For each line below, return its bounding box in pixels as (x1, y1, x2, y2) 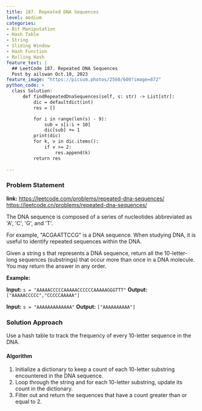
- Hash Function (6, 49, 47, 55)
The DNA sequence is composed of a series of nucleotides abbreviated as (6, 213, 192, 220)
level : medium (6, 15, 42, 21)
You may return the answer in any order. (6, 262, 107, 270)
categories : (6, 20, 36, 26)
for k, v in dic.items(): (33, 138, 99, 144)
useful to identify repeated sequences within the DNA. (6, 237, 142, 245)
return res (33, 155, 61, 161)
